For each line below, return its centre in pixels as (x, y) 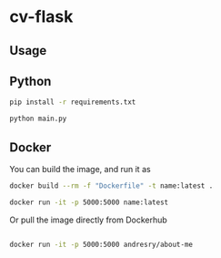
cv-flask (41, 17)
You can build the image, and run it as (80, 169)
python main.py (38, 119)
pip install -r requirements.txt (73, 102)
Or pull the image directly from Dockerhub (89, 220)
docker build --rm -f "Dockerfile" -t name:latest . (111, 186)
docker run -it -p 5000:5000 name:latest (89, 202)
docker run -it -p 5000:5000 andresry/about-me (101, 244)
